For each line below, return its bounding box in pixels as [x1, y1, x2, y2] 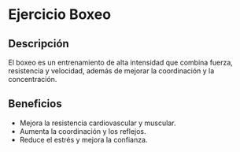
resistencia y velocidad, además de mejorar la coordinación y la [8, 66, 215, 76]
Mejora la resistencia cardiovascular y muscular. [19, 118, 176, 128]
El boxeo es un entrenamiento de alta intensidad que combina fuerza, [8, 57, 234, 67]
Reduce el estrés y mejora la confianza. [19, 135, 148, 144]
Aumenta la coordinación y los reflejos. [19, 126, 147, 135]
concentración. [8, 75, 57, 83]
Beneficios [8, 97, 62, 111]
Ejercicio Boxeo [8, 6, 112, 24]
